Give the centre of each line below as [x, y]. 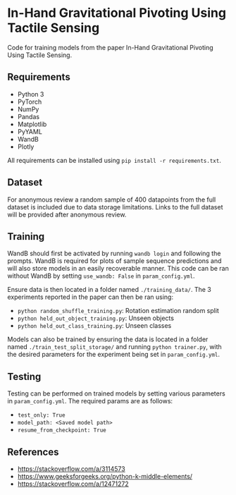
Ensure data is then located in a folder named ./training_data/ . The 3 [109, 290]
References [33, 452]
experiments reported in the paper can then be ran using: [91, 297]
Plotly [26, 147]
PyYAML [30, 131]
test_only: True [41, 415]
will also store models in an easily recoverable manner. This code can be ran [118, 269]
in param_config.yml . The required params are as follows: [90, 401]
